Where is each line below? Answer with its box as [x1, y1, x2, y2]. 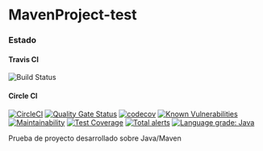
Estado [8, 35, 37, 46]
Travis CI [8, 54, 39, 64]
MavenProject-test [8, 6, 137, 24]
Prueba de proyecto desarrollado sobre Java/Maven [8, 133, 182, 143]
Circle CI [8, 90, 38, 100]
